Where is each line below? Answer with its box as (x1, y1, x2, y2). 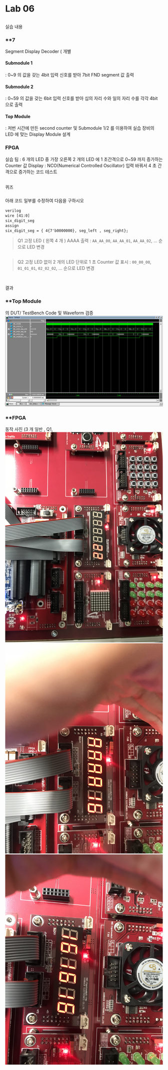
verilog (5, 208, 21, 213)
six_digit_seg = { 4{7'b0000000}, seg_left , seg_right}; (5, 228, 128, 233)
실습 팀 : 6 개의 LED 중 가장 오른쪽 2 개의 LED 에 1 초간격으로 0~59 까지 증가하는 (5, 156, 163, 162)
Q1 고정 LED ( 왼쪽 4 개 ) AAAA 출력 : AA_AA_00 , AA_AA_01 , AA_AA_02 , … (17, 238, 157, 244)
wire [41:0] (5, 213, 30, 218)
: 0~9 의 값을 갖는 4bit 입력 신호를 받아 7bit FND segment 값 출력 (5, 72, 134, 78)
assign (5, 223, 19, 228)
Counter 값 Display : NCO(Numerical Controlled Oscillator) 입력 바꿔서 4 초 (5, 162, 156, 168)
